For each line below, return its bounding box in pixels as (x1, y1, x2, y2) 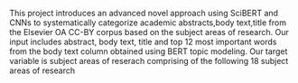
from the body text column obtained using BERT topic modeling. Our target (9, 46, 288, 57)
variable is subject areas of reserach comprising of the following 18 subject (9, 56, 289, 66)
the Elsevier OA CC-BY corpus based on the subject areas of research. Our (9, 27, 289, 37)
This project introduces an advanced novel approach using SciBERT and (9, 8, 278, 18)
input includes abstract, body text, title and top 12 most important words (9, 36, 277, 47)
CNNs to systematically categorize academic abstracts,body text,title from (9, 17, 287, 28)
